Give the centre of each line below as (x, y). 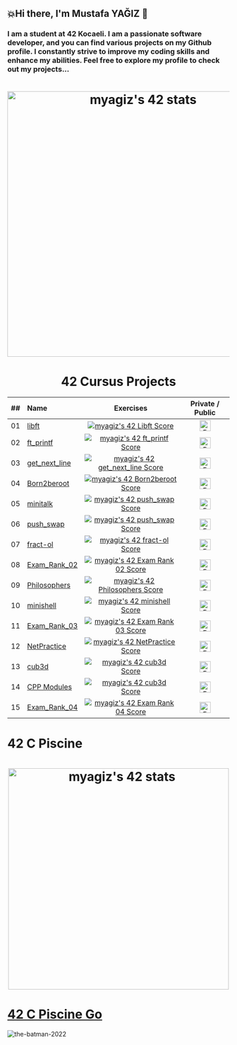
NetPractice (47, 646)
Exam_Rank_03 (53, 626)
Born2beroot (48, 484)
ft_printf (40, 442)
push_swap (46, 524)
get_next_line (49, 463)
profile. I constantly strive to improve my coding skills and (109, 52)
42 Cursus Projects (119, 381)
